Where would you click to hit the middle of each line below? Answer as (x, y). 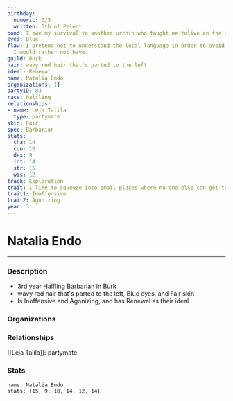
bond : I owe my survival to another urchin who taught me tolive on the (114, 33)
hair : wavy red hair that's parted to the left (77, 65)
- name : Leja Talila (37, 110)
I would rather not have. (51, 53)
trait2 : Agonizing (34, 201)
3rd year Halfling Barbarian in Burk (67, 286)
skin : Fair (23, 123)
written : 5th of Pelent (48, 26)
